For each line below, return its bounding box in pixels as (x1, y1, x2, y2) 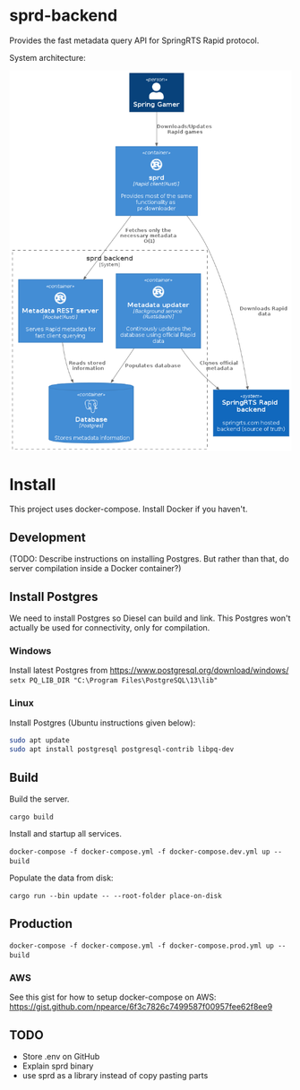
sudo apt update (9, 735, 70, 744)
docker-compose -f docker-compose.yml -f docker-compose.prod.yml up (9, 941, 275, 950)
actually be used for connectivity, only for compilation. (9, 622, 210, 632)
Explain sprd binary (21, 1060, 94, 1071)
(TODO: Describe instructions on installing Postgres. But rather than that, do (9, 554, 289, 564)
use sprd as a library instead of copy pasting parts (21, 1070, 209, 1081)
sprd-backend (9, 5, 118, 26)
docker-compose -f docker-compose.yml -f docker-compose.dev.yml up (9, 847, 270, 856)
